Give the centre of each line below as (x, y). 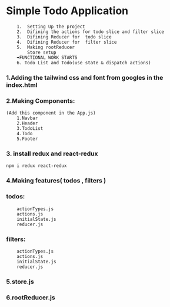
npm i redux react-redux (36, 166)
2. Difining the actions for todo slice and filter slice (91, 32)
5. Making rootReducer (46, 47)
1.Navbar (27, 118)
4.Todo (25, 134)
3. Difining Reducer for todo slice (64, 37)
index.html (22, 85)
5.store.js (20, 282)
